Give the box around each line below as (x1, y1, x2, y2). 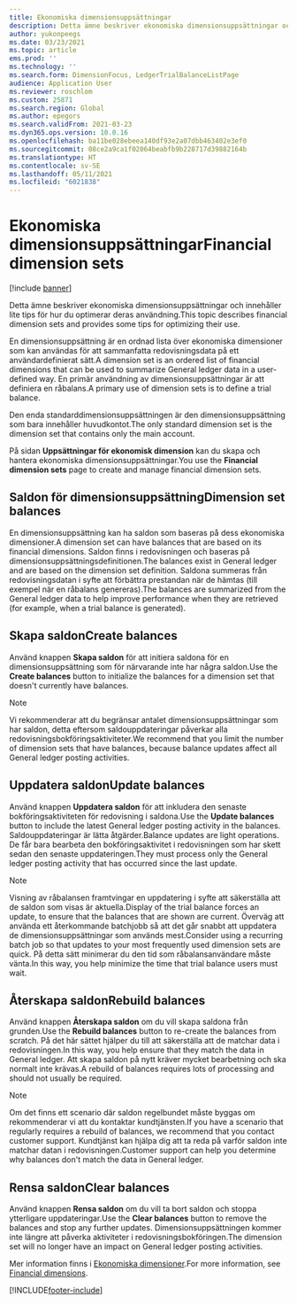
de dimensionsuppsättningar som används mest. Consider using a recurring (9, 929, 284, 940)
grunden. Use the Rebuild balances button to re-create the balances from (9, 1026, 277, 1036)
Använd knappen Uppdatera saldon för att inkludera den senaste (9, 801, 247, 811)
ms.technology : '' (9, 63, 77, 72)
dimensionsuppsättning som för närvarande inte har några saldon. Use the (9, 661, 278, 671)
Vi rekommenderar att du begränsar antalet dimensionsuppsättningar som (9, 714, 278, 725)
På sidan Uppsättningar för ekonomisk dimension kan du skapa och (9, 446, 261, 456)
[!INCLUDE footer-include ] (9, 1285, 103, 1296)
